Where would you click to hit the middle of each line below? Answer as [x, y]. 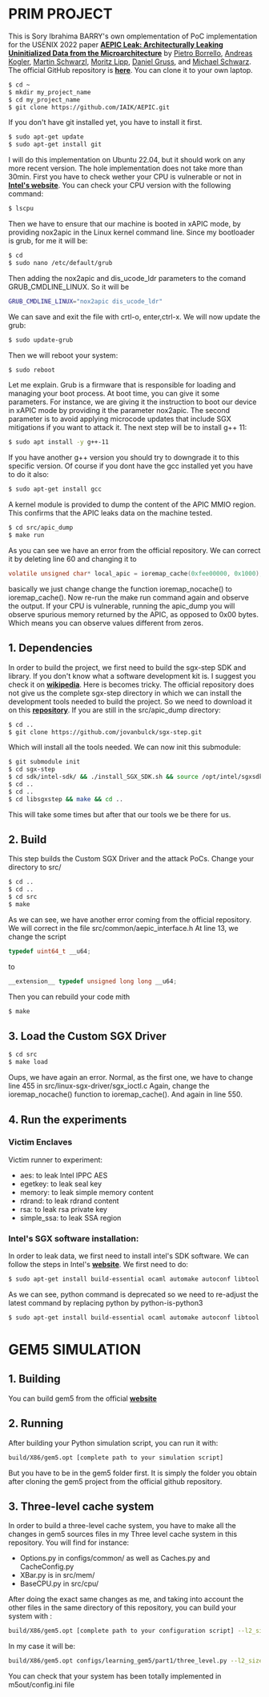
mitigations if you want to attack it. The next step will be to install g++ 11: [128, 427]
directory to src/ [35, 867]
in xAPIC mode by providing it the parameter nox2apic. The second [119, 411]
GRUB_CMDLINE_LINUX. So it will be [69, 287]
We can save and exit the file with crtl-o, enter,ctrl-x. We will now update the [134, 316]
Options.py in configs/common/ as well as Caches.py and [115, 1559]
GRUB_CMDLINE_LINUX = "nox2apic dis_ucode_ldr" [85, 301]
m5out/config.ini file [41, 1685]
